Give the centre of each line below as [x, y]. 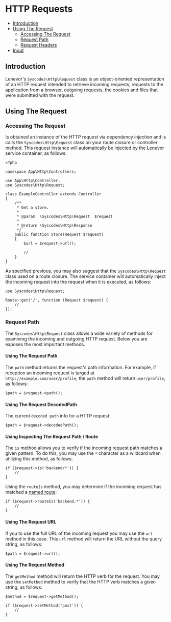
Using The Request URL [31, 521]
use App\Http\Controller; [33, 181]
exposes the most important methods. [45, 344]
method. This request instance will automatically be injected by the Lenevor [85, 148]
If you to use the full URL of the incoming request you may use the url [79, 533]
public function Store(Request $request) [59, 235]
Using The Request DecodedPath [41, 404]
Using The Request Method [35, 565]
